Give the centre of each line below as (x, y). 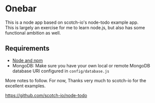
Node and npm (27, 60)
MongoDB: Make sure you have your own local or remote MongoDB (81, 65)
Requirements (27, 48)
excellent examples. (26, 86)
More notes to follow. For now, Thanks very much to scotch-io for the (76, 80)
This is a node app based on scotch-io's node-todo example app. (72, 22)
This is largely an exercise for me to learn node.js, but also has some (75, 27)
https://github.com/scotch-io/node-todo (46, 95)
